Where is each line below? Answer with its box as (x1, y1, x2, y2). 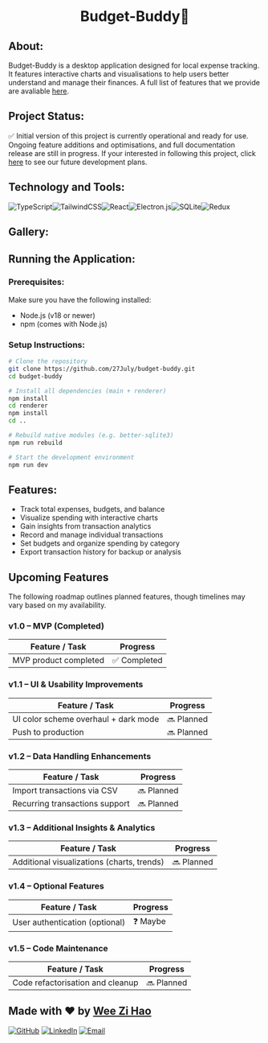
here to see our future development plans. (8, 157, 148, 167)
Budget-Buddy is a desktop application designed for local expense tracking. (8, 60, 260, 70)
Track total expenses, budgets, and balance (19, 505, 165, 514)
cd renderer (8, 402, 48, 410)
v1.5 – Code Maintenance (8, 942, 108, 954)
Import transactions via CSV (12, 785, 118, 796)
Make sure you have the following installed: (8, 295, 152, 304)
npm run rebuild (8, 439, 63, 447)
